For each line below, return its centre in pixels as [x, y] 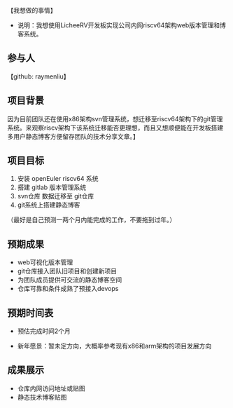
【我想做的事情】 [32, 10]
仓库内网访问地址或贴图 [51, 388]
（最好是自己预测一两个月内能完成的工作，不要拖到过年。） [92, 220]
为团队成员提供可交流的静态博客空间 [70, 280]
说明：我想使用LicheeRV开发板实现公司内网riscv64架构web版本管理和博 [121, 25]
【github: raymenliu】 [38, 76]
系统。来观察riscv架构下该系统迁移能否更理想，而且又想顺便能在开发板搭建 [115, 128]
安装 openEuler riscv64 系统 [58, 179]
